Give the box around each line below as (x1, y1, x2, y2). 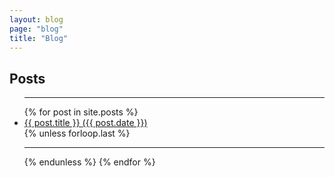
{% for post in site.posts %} (23, 106, 139, 118)
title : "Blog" (9, 33, 69, 43)
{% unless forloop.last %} (23, 127, 131, 140)
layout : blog (9, 14, 64, 25)
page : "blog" (9, 24, 64, 34)
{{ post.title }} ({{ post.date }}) (23, 117, 148, 129)
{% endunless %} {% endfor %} (23, 156, 156, 168)
